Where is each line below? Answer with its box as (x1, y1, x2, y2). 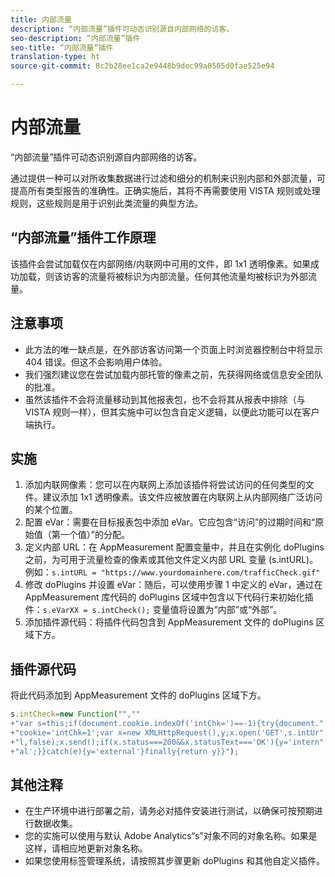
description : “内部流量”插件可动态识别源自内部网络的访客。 (10, 24, 235, 34)
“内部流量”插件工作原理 (10, 229, 157, 246)
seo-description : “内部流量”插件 (10, 33, 141, 43)
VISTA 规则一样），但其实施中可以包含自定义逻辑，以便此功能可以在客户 (24, 406, 320, 418)
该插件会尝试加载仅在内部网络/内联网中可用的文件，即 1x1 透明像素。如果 (10, 257, 311, 270)
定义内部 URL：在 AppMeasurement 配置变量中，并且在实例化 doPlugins (24, 541, 325, 553)
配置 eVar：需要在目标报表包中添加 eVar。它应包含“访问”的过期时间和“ (24, 516, 316, 528)
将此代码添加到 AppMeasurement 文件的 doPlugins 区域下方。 (10, 689, 267, 701)
